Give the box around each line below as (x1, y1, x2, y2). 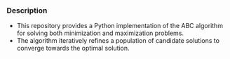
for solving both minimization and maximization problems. (16, 29, 184, 37)
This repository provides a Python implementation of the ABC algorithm (16, 22, 224, 30)
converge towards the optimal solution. (16, 44, 130, 53)
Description (6, 6, 48, 15)
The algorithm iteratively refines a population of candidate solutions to (16, 37, 220, 45)
